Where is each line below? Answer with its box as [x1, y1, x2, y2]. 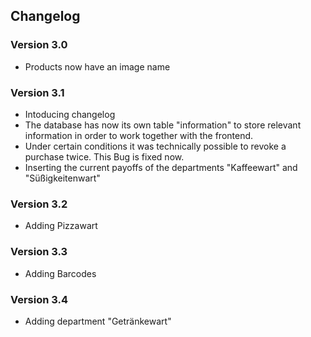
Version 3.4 [10, 292, 69, 306]
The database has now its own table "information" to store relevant [24, 119, 302, 131]
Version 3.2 [10, 197, 68, 211]
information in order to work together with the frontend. [24, 129, 254, 141]
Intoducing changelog [24, 108, 116, 120]
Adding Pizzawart [24, 220, 98, 232]
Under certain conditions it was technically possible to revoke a [24, 140, 287, 152]
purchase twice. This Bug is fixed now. [24, 150, 185, 163]
